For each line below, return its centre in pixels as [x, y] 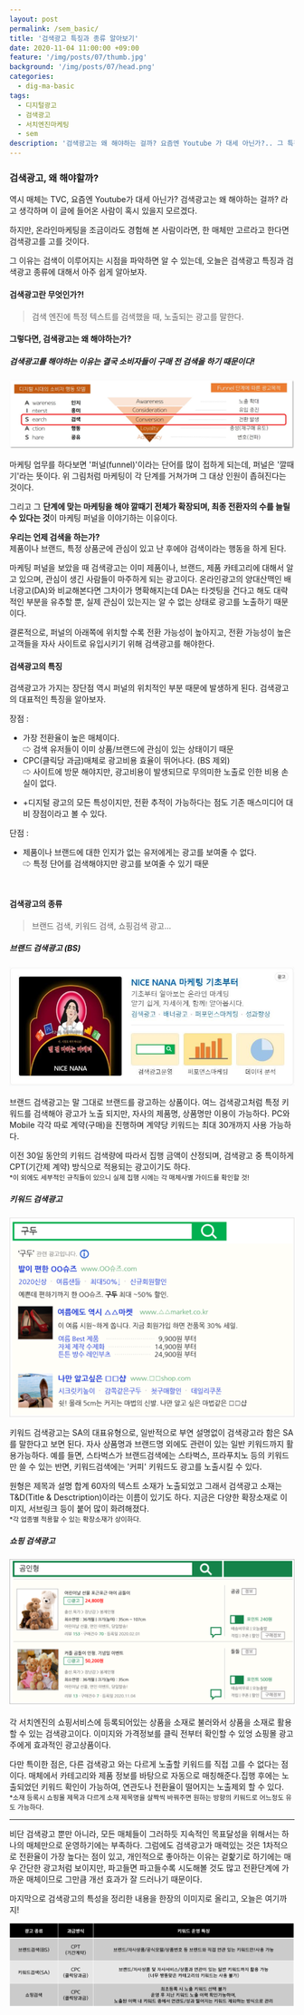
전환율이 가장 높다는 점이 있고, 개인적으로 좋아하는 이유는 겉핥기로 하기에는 [150, 1856]
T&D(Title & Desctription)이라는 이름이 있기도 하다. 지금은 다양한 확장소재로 [144, 1497]
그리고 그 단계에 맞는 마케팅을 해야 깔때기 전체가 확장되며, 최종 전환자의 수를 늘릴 [150, 507]
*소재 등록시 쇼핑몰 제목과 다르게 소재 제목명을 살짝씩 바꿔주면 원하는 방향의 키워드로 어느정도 [147, 1797]
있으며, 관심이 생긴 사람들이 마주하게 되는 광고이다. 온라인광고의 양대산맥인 [150, 579]
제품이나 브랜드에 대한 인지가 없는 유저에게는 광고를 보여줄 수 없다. [139, 852]
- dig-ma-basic [46, 86]
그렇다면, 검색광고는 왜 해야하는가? [71, 339]
